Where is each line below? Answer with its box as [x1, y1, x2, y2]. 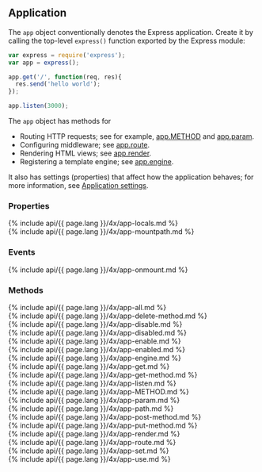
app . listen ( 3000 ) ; [8, 102, 69, 110]
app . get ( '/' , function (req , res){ [8, 73, 123, 81]
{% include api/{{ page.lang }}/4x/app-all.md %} [8, 302, 167, 312]
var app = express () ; [8, 59, 80, 67]
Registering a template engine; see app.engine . [19, 157, 174, 167]
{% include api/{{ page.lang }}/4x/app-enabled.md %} [8, 344, 186, 354]
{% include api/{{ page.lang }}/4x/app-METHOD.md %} [8, 386, 190, 396]
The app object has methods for [8, 117, 112, 126]
